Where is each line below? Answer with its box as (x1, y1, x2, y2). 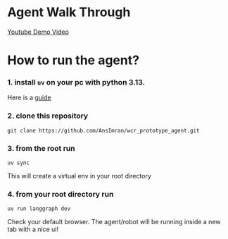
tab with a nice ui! (7, 225, 58, 233)
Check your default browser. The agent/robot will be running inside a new (7, 218, 221, 226)
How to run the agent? (7, 52, 139, 68)
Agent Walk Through (7, 4, 131, 20)
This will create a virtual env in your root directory (7, 172, 151, 180)
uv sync (7, 159, 30, 166)
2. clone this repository (7, 111, 89, 121)
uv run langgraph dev (7, 205, 71, 212)
